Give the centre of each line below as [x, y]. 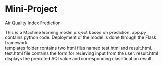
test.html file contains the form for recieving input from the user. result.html [81, 53]
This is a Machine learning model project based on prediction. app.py [76, 32]
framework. [17, 42]
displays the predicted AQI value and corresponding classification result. [79, 58]
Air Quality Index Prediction [33, 23]
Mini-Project [31, 9]
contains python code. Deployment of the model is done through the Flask [81, 37]
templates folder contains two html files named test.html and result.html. [79, 48]
